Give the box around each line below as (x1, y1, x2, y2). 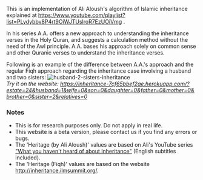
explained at (6, 12, 38, 19)
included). (15, 154, 41, 161)
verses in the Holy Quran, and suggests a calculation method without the (6, 36, 188, 43)
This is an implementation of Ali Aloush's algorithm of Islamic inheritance (6, 5, 188, 12)
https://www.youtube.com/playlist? (38, 12, 125, 19)
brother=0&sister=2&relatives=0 (6, 93, 88, 100)
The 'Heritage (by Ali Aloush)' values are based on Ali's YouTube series (15, 141, 193, 148)
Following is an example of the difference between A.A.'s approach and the (6, 61, 194, 68)
